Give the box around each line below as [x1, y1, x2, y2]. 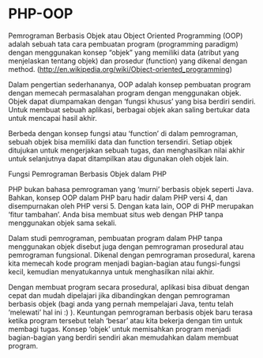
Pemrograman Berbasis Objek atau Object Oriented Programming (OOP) [8, 31, 243, 40]
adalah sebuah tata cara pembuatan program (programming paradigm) [8, 39, 239, 48]
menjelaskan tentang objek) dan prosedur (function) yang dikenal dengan [8, 56, 247, 66]
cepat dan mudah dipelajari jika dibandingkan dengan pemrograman [8, 290, 231, 300]
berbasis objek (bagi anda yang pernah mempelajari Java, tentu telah [8, 299, 234, 308]
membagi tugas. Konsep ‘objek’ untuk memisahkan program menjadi [8, 324, 231, 334]
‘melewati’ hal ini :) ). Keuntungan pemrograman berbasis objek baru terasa [8, 307, 253, 317]
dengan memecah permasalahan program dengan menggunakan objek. [8, 88, 242, 97]
